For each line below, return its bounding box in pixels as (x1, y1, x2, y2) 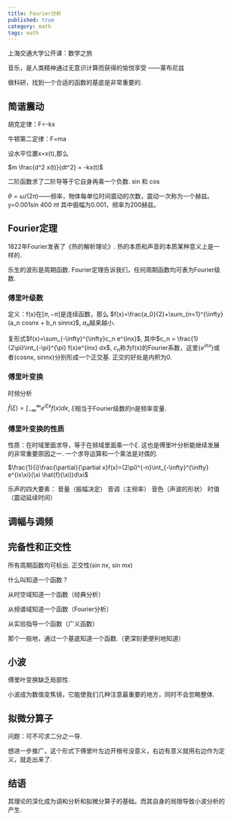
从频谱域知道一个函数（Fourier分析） (8, 604, 113, 613)
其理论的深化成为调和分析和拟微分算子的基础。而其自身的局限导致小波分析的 (8, 797, 225, 806)
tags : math (8, 29, 39, 37)
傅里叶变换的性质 (8, 424, 65, 434)
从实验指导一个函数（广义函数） (8, 619, 98, 628)
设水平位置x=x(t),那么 (8, 150, 69, 158)
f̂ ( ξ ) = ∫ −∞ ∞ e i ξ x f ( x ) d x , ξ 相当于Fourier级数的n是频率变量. (8, 402, 167, 414)
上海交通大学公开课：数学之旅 (8, 49, 92, 57)
